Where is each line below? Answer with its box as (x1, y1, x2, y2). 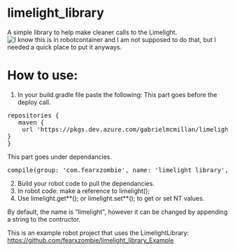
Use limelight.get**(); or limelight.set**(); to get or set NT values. (17, 194, 205, 202)
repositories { (7, 111, 59, 120)
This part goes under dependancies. (7, 152, 112, 161)
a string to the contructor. (7, 215, 81, 223)
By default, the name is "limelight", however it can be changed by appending (7, 208, 228, 216)
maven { (18, 118, 45, 127)
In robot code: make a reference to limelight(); (17, 187, 150, 195)
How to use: (7, 68, 78, 83)
